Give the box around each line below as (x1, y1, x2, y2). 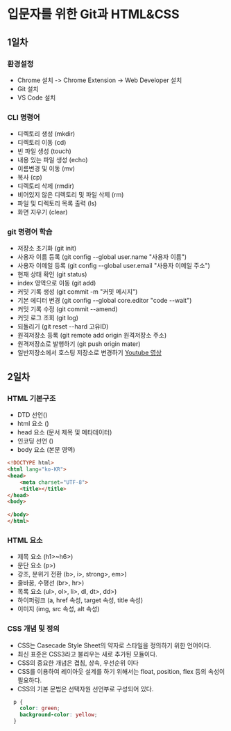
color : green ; (19, 705, 60, 712)
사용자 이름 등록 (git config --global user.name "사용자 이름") (17, 253, 187, 261)
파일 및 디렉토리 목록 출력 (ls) (17, 199, 97, 207)
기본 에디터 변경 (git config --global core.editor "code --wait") (17, 297, 192, 305)
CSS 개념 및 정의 (7, 624, 60, 634)
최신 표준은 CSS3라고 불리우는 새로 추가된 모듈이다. (17, 650, 157, 658)
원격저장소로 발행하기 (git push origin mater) (17, 340, 141, 348)
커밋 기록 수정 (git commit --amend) (17, 305, 118, 313)
